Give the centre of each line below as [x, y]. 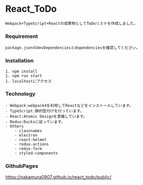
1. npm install [21, 71]
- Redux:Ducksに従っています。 [35, 122]
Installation [20, 61]
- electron [26, 135]
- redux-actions [32, 144]
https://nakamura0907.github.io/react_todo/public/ [58, 177]
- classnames [28, 131]
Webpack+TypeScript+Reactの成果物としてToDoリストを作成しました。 [71, 24]
